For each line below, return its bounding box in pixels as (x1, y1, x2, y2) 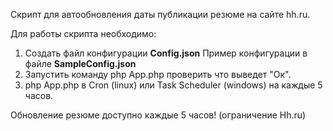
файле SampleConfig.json (24, 58, 137, 69)
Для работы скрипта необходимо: (10, 28, 157, 39)
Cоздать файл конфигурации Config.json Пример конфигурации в (24, 47, 308, 59)
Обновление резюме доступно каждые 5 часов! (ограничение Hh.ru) (10, 109, 307, 121)
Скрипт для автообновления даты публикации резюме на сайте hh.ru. (10, 9, 311, 20)
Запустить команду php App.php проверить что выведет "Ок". (24, 69, 292, 80)
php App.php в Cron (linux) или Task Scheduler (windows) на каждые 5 (24, 79, 323, 91)
